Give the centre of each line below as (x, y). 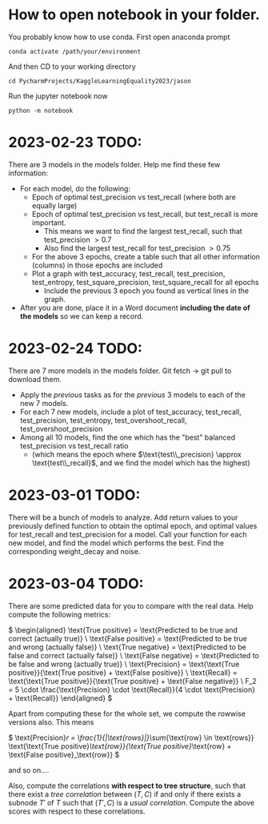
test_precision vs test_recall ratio (74, 445)
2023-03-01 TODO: (74, 495)
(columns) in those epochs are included (97, 265)
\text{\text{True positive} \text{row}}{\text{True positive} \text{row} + (120, 746)
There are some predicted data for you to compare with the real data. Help (131, 605)
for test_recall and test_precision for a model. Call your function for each (128, 534)
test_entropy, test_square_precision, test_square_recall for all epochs (146, 282)
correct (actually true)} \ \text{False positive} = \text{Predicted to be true (128, 638)
